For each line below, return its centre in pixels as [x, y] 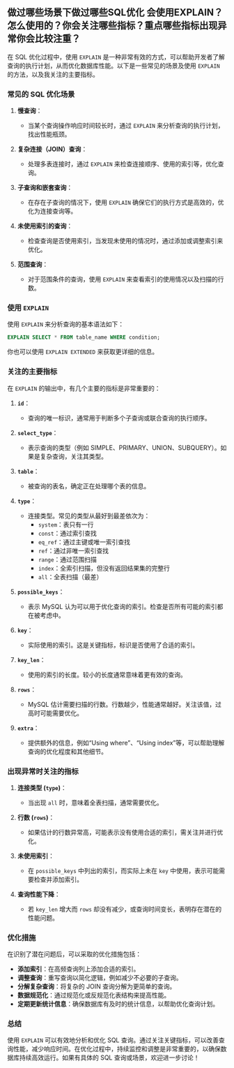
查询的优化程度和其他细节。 [68, 751]
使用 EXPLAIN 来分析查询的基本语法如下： [65, 324]
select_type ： [38, 432]
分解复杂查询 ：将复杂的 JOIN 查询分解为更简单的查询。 [96, 986]
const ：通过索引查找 [68, 533]
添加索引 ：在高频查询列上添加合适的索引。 [78, 969]
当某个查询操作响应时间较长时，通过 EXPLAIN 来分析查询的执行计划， [126, 126]
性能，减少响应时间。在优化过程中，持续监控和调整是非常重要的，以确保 [117, 1049]
